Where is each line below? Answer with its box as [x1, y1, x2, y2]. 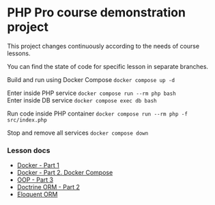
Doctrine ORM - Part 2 [16, 183, 81, 191]
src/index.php [7, 116, 48, 124]
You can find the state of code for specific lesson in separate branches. [7, 62, 209, 70]
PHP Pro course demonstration [7, 5, 186, 20]
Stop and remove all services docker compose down [7, 128, 149, 137]
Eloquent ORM [16, 190, 58, 199]
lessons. [7, 49, 31, 57]
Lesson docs [7, 146, 51, 155]
